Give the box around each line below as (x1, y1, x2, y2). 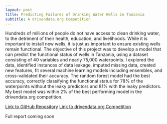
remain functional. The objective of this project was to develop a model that (5, 46, 161, 52)
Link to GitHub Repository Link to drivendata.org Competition (5, 103, 131, 110)
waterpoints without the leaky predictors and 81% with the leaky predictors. (5, 83, 161, 89)
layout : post (5, 7, 33, 12)
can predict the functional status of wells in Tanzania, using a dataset (5, 51, 148, 57)
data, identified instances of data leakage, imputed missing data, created (5, 62, 156, 68)
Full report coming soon (5, 113, 55, 119)
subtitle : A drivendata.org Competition (5, 16, 91, 21)
